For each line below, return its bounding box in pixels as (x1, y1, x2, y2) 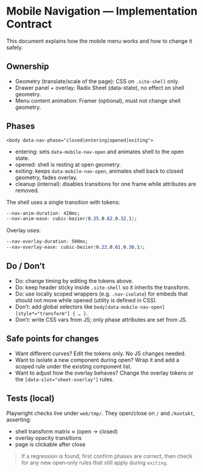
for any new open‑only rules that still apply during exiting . (21, 459, 168, 466)
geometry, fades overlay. (15, 173, 78, 181)
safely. (6, 44, 23, 51)
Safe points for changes (6, 333, 99, 344)
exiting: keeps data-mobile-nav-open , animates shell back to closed (15, 167, 184, 175)
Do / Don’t (6, 261, 46, 271)
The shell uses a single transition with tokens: (6, 198, 120, 206)
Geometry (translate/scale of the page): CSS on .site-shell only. (15, 77, 179, 85)
